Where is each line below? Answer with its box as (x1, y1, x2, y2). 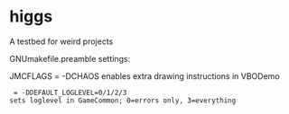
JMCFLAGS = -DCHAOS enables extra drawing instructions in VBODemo (9, 70, 280, 82)
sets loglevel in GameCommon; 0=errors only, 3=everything (9, 96, 237, 105)
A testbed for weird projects (9, 36, 114, 47)
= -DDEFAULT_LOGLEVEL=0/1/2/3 (13, 88, 127, 97)
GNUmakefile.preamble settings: (9, 53, 131, 64)
